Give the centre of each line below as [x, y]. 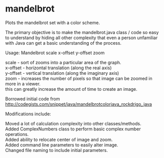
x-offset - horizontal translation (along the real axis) [58, 68]
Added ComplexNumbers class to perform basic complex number [73, 129]
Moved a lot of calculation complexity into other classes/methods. [73, 123]
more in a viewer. [23, 84]
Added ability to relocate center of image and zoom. [59, 139]
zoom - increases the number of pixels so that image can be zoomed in [79, 78]
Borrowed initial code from [33, 99]
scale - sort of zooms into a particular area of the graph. [63, 62]
